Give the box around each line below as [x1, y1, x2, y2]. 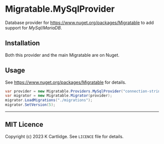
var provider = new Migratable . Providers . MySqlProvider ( [5, 89, 123, 94]
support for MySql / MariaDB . [5, 24, 62, 30]
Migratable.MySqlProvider [5, 3, 115, 15]
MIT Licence [5, 120, 43, 129]
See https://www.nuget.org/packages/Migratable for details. [5, 79, 126, 85]
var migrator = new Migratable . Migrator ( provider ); [5, 93, 112, 98]
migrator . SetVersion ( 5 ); [5, 102, 56, 107]
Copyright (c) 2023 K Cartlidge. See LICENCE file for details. [5, 133, 124, 139]
